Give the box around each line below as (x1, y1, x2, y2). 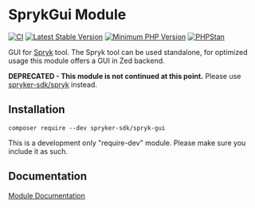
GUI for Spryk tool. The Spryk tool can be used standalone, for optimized (8, 47, 248, 57)
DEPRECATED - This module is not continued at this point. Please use (8, 71, 241, 80)
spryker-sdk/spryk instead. (8, 80, 98, 89)
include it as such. (8, 146, 69, 156)
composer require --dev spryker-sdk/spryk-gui (8, 124, 166, 132)
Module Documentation (8, 190, 85, 200)
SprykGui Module (8, 6, 127, 24)
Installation (8, 103, 65, 116)
